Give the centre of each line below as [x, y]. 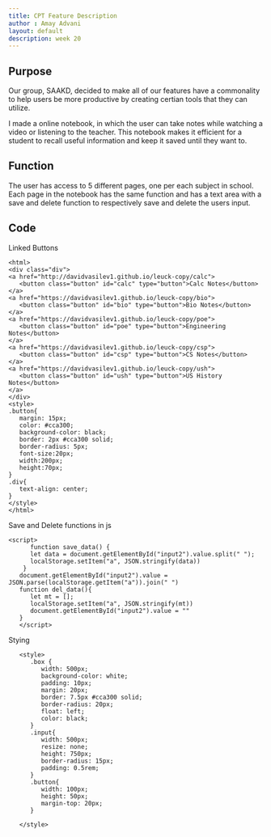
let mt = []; [52, 596]
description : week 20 [45, 38]
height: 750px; [66, 754]
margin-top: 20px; [72, 803]
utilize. [19, 108]
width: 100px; [65, 789]
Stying [19, 640]
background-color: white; [85, 676]
